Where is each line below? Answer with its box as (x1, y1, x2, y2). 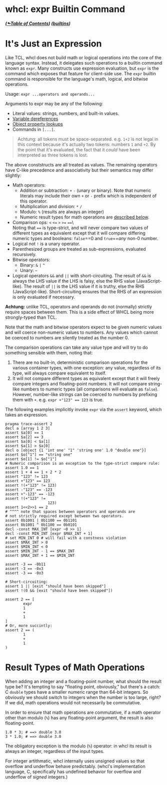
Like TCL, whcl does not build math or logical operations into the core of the (5, 54, 161, 61)
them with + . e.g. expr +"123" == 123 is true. (12, 397, 104, 403)
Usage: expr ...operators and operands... (5, 91, 95, 97)
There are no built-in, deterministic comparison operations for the (12, 359, 148, 365)
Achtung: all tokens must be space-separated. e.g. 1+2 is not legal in (17, 136, 158, 142)
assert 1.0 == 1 (5, 465, 39, 470)
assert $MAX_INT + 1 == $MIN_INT (5, 553, 75, 558)
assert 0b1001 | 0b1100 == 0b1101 (5, 518, 77, 523)
